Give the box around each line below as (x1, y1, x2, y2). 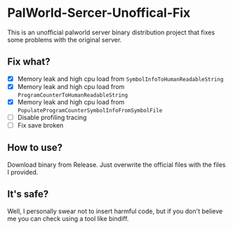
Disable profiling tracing (17, 113, 87, 121)
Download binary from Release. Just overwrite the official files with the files (7, 160, 226, 169)
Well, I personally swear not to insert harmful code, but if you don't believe (7, 207, 223, 215)
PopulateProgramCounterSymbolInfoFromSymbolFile (17, 107, 163, 114)
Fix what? (7, 56, 51, 68)
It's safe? (7, 188, 49, 201)
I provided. (7, 168, 39, 176)
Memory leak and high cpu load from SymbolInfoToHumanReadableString (17, 74, 224, 83)
